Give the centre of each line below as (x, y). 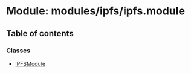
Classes (18, 51)
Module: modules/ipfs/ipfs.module (96, 11)
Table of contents (40, 33)
